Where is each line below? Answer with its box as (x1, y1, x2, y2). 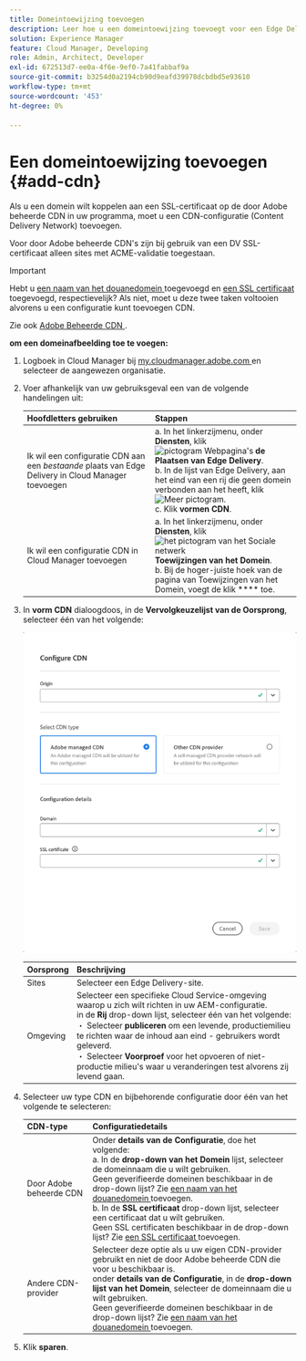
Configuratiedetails (92, 1121, 168, 1132)
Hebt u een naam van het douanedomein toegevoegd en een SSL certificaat (9, 283, 295, 294)
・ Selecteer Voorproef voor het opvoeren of (76, 1051, 246, 1062)
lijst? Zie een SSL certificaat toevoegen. (92, 1231, 240, 1242)
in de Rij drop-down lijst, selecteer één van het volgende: (76, 1009, 291, 1021)
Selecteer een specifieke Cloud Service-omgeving (76, 990, 267, 1001)
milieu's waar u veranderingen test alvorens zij (114, 1061, 289, 1072)
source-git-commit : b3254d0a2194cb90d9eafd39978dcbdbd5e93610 (9, 73, 250, 82)
